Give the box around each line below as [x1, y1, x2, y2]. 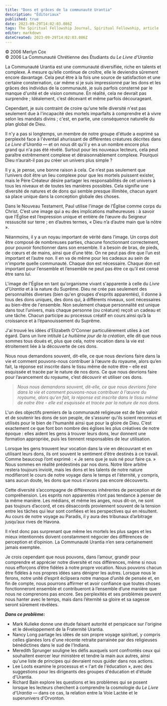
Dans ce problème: [5, 611, 45, 617]
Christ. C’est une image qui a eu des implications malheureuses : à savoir [5, 208, 155, 214]
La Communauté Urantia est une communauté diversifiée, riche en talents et [5, 63, 162, 70]
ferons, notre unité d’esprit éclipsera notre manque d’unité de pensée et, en [5, 575, 160, 581]
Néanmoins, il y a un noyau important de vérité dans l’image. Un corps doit [5, 234, 158, 240]
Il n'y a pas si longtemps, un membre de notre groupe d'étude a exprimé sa [5, 131, 159, 137]
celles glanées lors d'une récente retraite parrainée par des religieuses [12, 637, 158, 643]
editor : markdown [5, 30, 41, 35]
